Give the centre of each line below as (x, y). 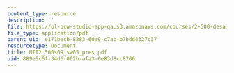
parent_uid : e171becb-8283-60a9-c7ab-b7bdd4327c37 (82, 40)
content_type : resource (42, 14)
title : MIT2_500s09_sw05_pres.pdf (57, 53)
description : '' (31, 20)
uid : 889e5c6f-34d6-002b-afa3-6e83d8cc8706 (71, 59)
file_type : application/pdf (48, 33)
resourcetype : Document (42, 46)
